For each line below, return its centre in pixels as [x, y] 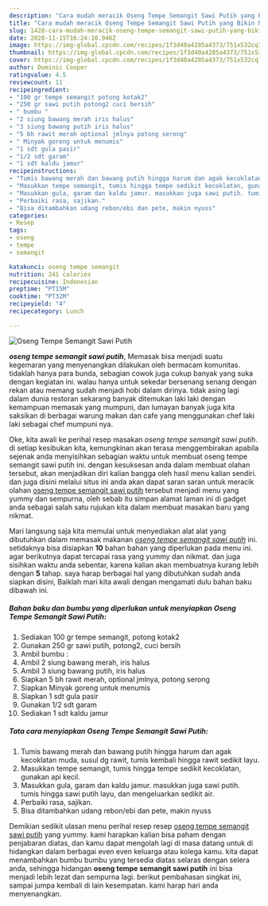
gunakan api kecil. [50, 776]
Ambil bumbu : [44, 654]
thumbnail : [27, 53]
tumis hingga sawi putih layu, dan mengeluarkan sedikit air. [117, 794]
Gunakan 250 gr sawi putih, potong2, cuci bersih [101, 645]
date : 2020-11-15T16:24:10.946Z [62, 38]
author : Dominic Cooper [49, 68]
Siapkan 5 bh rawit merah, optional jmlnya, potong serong [115, 679]
